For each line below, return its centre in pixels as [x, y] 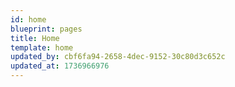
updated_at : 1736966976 [60, 66]
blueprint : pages [46, 29]
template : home [42, 47]
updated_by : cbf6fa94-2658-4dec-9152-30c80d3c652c [118, 57]
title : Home [35, 38]
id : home [28, 19]
